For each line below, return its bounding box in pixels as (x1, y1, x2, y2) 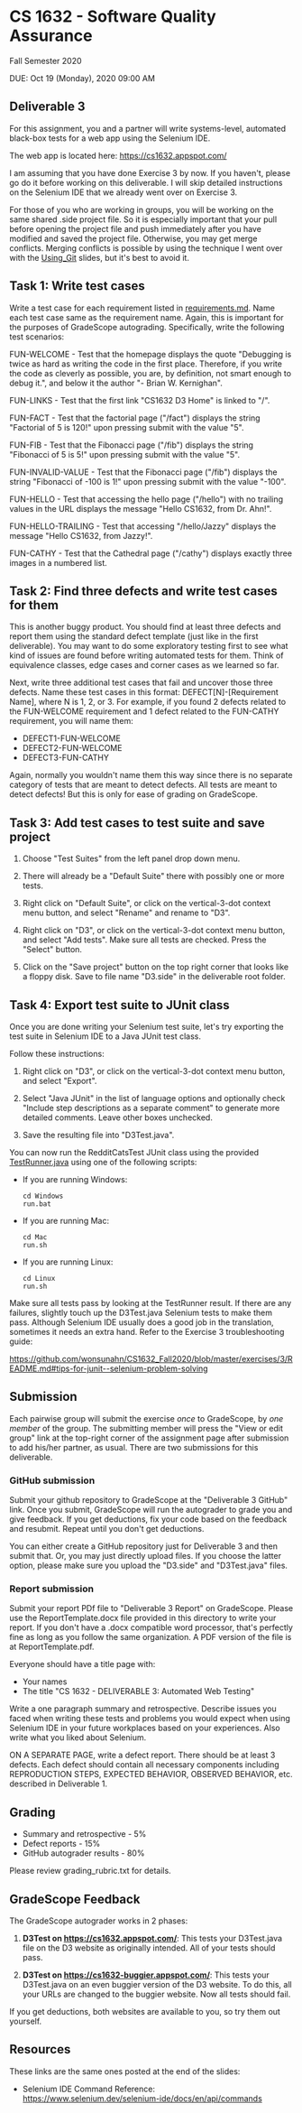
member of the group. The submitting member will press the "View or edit (9, 1423, 284, 1433)
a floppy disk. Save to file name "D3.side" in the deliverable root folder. (22, 971, 286, 982)
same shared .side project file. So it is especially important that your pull (9, 214, 278, 225)
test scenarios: (9, 331, 65, 342)
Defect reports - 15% (22, 1839, 101, 1849)
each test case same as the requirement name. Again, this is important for (9, 311, 284, 322)
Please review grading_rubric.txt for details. (9, 1866, 171, 1877)
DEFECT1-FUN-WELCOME (22, 733, 122, 744)
